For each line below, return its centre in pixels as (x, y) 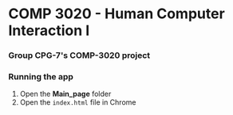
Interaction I (49, 31)
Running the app (41, 77)
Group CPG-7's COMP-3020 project (79, 56)
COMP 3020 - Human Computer (116, 14)
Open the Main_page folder (65, 94)
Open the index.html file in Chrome (78, 102)
